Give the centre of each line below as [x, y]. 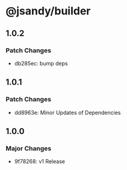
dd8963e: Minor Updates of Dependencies [67, 112]
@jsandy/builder [48, 11]
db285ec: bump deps [41, 63]
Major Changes [29, 148]
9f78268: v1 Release [40, 162]
